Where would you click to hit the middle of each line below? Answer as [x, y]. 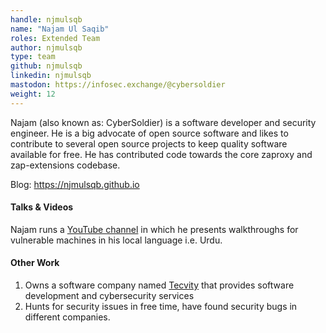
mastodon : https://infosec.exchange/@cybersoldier [118, 85]
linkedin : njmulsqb [51, 76]
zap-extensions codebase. [65, 165]
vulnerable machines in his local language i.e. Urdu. [116, 240]
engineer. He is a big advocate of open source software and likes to [149, 133]
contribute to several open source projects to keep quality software [149, 143]
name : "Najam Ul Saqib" [60, 29]
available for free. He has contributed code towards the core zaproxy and [161, 154]
